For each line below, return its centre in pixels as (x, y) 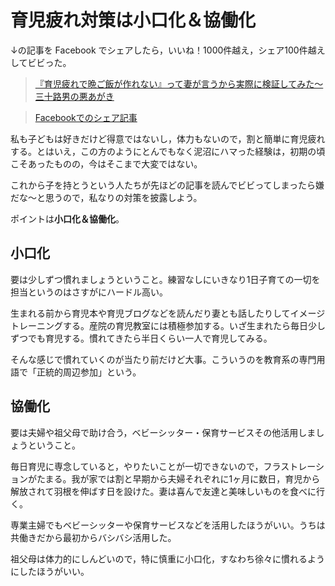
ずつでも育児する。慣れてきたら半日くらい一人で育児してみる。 (141, 338)
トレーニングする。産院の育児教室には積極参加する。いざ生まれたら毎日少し (168, 325)
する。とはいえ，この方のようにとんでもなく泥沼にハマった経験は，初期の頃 (168, 151)
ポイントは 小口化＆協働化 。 (67, 218)
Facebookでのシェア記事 (86, 117)
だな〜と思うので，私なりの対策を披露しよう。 (106, 197)
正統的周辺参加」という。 (89, 372)
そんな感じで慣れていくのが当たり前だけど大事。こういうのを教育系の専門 (163, 359)
